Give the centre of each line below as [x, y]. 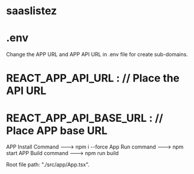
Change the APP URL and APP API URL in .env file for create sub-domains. [97, 54]
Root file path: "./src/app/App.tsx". [48, 165]
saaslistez [32, 11]
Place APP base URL [57, 130]
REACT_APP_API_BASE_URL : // [85, 118]
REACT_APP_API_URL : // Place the [93, 78]
